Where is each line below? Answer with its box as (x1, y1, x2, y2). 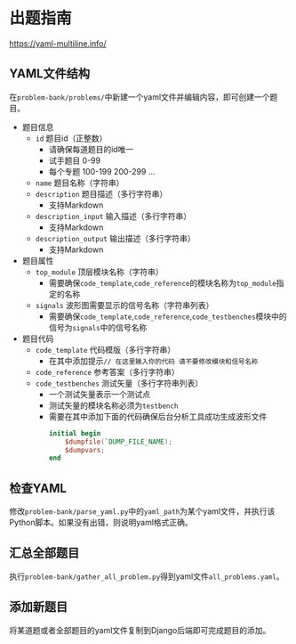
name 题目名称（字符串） (35, 177, 124, 188)
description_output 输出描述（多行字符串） (35, 232, 196, 243)
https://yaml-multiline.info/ (9, 37, 107, 49)
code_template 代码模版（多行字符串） (35, 344, 176, 355)
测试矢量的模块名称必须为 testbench (48, 400, 179, 411)
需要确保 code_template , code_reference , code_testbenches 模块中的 (48, 311, 287, 322)
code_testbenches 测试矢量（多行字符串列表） (35, 378, 204, 388)
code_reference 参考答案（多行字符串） (35, 366, 180, 377)
